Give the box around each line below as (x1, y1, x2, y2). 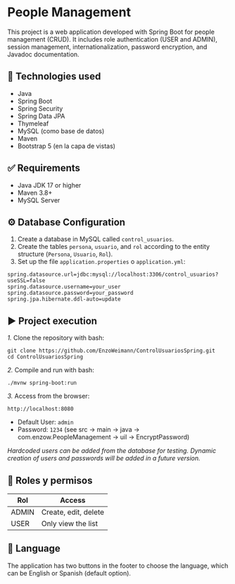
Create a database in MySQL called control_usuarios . (17, 235, 174, 243)
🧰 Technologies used (7, 71, 101, 83)
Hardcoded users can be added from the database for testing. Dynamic (7, 446, 217, 455)
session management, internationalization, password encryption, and (7, 42, 208, 51)
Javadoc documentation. (7, 50, 80, 59)
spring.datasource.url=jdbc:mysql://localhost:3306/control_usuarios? (7, 271, 219, 279)
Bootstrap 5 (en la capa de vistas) (17, 142, 116, 150)
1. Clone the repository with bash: (7, 334, 105, 342)
